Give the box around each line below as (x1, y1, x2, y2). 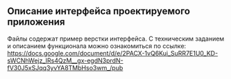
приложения (7, 16, 65, 28)
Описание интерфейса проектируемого (7, 5, 191, 17)
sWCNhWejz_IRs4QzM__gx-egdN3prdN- (7, 56, 123, 65)
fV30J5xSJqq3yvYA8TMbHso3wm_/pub (7, 63, 123, 71)
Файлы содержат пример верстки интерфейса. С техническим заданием (7, 34, 225, 43)
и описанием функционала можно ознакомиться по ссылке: (7, 41, 187, 50)
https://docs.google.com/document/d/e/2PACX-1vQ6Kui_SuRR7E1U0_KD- (7, 49, 219, 57)
